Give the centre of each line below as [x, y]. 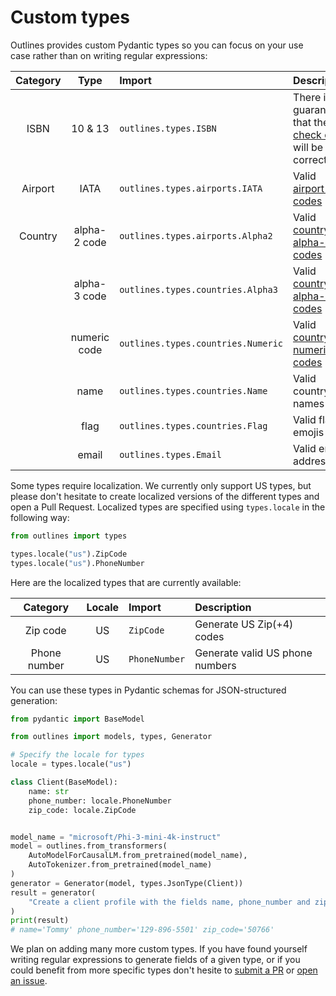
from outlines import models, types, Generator [111, 737]
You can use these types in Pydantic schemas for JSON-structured [148, 690]
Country [38, 236]
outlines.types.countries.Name [193, 390]
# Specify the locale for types [77, 755]
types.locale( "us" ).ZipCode [69, 554]
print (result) [40, 921]
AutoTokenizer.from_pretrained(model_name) [120, 865]
